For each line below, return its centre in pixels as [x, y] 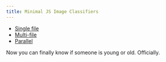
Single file [27, 28]
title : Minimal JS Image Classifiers [52, 12]
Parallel [24, 41]
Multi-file [26, 35]
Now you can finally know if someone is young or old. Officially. [83, 52]
